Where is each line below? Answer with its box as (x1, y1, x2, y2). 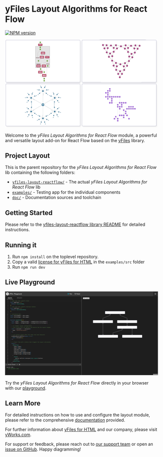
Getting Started (5, 208, 53, 217)
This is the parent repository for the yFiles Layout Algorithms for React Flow (5, 165, 157, 170)
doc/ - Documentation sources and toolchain (12, 195, 101, 201)
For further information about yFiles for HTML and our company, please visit (5, 427, 158, 433)
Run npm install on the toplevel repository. (12, 254, 98, 260)
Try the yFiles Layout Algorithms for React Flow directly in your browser (5, 380, 149, 385)
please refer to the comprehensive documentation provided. (5, 417, 125, 423)
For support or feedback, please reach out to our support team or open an (5, 441, 153, 447)
